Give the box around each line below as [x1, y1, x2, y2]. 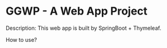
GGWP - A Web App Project [5, 4, 147, 18]
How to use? [5, 36, 37, 43]
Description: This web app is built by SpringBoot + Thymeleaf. [5, 24, 162, 32]
